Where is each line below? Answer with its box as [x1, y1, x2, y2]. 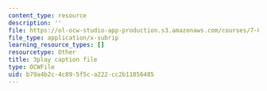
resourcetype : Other [8, 48, 77, 56]
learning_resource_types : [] [8, 41, 105, 49]
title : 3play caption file [8, 56, 98, 64]
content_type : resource [8, 11, 87, 20]
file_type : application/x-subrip [8, 33, 119, 42]
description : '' [8, 19, 62, 27]
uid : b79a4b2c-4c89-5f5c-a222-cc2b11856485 [8, 70, 155, 78]
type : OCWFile [8, 63, 56, 71]
